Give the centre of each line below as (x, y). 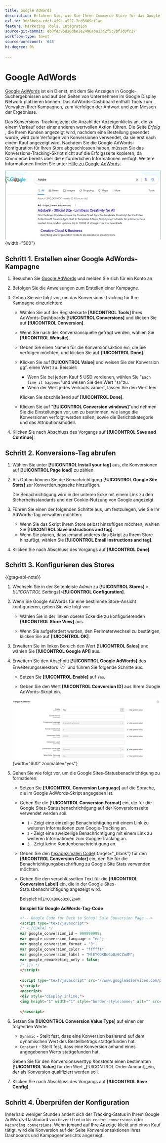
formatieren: (25, 778)
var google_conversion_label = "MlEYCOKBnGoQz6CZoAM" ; (77, 955)
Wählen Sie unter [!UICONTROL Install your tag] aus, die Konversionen (85, 464)
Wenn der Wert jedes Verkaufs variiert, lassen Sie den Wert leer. (92, 388)
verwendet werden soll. (43, 813)
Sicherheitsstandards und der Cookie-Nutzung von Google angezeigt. (83, 500)
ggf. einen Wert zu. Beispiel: (48, 367)
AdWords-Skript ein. (41, 691)
